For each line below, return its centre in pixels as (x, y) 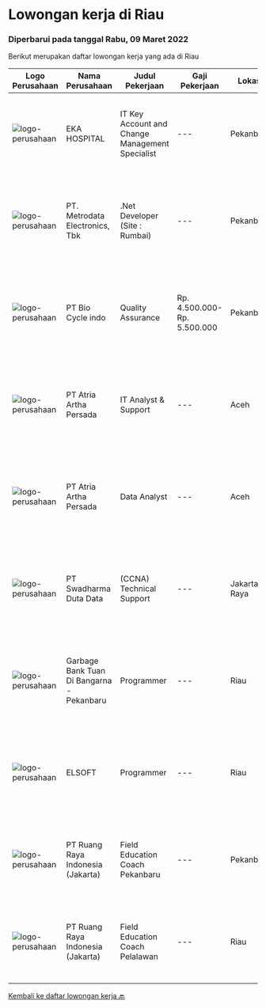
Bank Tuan (86, 671)
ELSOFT (81, 773)
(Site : (131, 225)
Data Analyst (144, 497)
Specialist (138, 153)
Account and (144, 124)
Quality (133, 308)
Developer (139, 216)
